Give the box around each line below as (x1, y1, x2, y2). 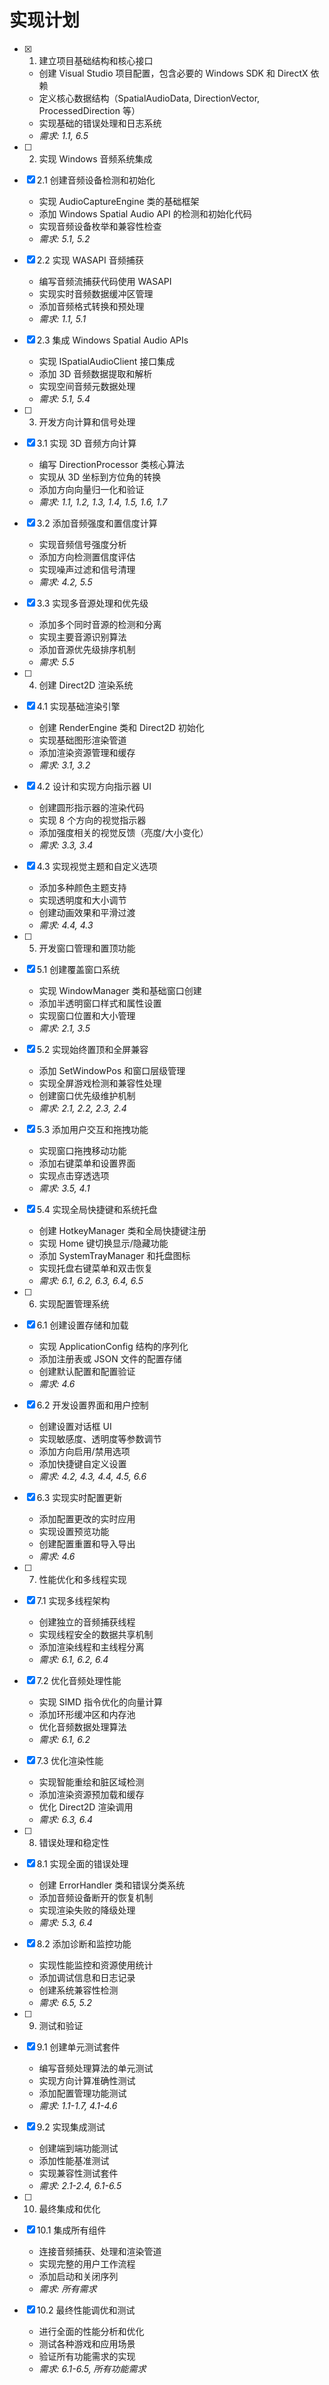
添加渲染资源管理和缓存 (38, 746, 136, 758)
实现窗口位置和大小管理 (38, 1009, 136, 1021)
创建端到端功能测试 (38, 2142, 119, 2154)
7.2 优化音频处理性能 (36, 1674, 122, 1686)
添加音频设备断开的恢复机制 (38, 1891, 154, 1903)
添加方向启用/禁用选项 (38, 1445, 131, 1457)
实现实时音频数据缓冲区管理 (38, 287, 154, 300)
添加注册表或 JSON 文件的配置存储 (38, 1352, 182, 1365)
